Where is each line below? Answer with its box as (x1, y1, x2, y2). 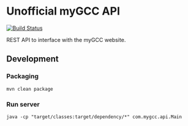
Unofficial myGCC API (6, 4, 121, 18)
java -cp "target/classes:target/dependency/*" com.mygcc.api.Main (6, 114, 182, 120)
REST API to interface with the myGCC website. (6, 36, 126, 43)
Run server (6, 100, 40, 108)
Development (6, 54, 59, 65)
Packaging (6, 72, 39, 80)
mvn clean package (6, 86, 53, 92)
